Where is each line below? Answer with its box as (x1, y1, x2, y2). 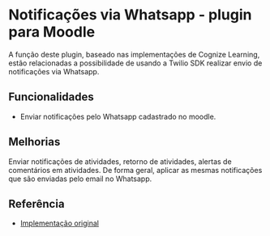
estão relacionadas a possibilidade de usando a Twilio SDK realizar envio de (8, 58, 263, 68)
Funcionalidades (8, 91, 95, 104)
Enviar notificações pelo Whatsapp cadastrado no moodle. (19, 112, 216, 121)
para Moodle (8, 23, 96, 41)
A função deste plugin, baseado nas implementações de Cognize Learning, (8, 49, 260, 59)
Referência (8, 196, 65, 211)
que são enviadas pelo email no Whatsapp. (8, 174, 152, 183)
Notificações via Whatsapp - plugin (8, 6, 252, 24)
